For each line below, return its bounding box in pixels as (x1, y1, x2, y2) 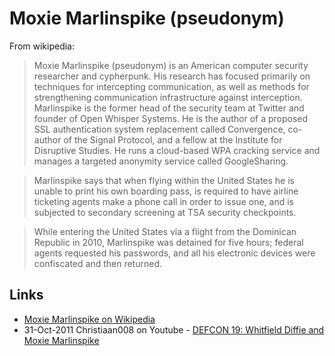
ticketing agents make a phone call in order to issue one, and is (33, 195, 294, 207)
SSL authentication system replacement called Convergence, (33, 123, 286, 135)
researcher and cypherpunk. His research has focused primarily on (33, 70, 311, 82)
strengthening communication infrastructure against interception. (33, 91, 303, 103)
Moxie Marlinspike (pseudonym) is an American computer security (33, 59, 309, 71)
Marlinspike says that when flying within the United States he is (33, 174, 295, 186)
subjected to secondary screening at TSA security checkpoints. (33, 206, 297, 218)
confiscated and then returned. (33, 257, 162, 269)
